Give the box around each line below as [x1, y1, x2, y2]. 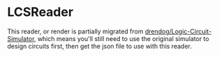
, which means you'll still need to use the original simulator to [33, 34, 209, 42]
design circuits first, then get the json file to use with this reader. [7, 42, 192, 50]
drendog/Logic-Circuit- [144, 27, 212, 35]
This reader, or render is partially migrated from [7, 27, 144, 35]
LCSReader [7, 4, 74, 20]
